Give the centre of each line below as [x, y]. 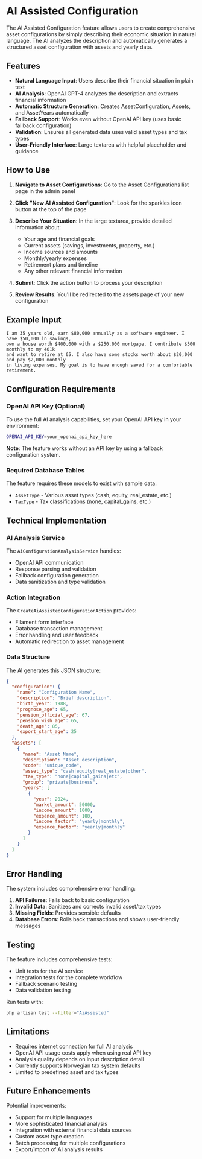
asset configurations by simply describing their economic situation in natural [101, 34]
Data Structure [28, 657]
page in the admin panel [45, 191]
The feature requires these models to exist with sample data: [81, 483]
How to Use [28, 170]
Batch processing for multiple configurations [70, 1143]
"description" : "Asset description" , [70, 760]
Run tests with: [25, 1002]
